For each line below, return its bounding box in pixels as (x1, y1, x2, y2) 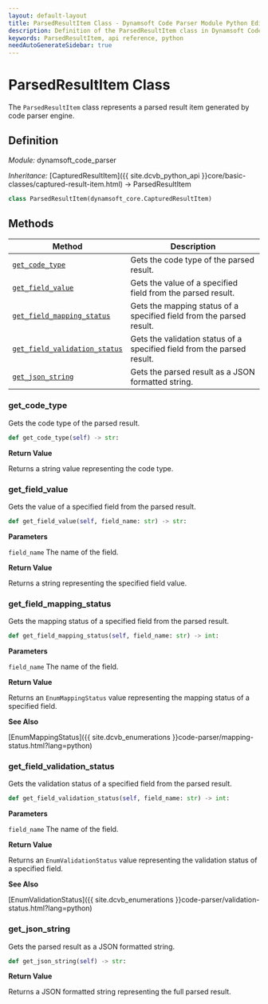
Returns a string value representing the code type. (8, 463, 174, 473)
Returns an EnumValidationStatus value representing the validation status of (8, 855, 258, 865)
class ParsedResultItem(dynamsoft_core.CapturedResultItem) (8, 194, 213, 202)
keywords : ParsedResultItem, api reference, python (8, 34, 183, 42)
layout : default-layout (8, 11, 88, 20)
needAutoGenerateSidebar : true (8, 42, 112, 50)
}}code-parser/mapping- (171, 733, 254, 742)
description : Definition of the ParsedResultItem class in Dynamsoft (8, 26, 245, 34)
